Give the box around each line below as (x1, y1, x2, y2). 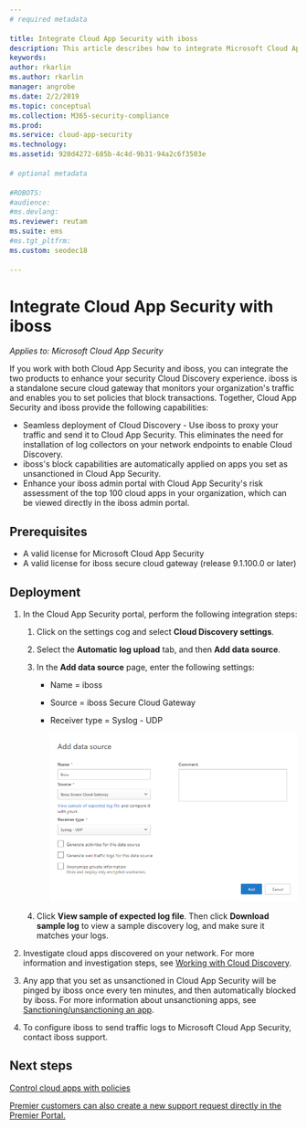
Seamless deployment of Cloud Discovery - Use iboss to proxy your (22, 420, 279, 431)
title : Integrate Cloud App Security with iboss (9, 34, 198, 43)
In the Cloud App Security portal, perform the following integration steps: (22, 608, 298, 620)
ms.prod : (9, 121, 43, 130)
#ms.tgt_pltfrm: (9, 237, 71, 246)
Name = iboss (49, 680, 103, 691)
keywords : (9, 53, 48, 63)
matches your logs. (36, 930, 110, 941)
